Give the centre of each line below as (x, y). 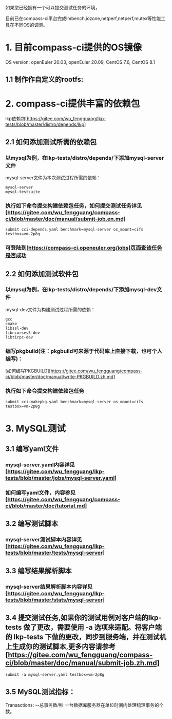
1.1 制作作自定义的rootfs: (44, 79)
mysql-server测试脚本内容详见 (44, 540)
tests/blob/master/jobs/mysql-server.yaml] (61, 478)
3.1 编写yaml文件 (32, 449)
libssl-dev (17, 328)
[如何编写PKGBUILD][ (28, 371)
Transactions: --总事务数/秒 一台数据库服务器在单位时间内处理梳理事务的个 (84, 705)
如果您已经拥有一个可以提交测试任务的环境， (53, 7)
